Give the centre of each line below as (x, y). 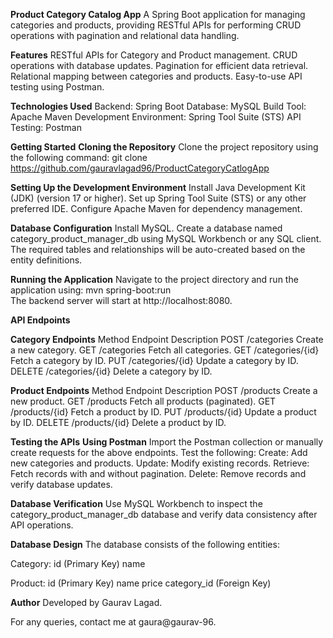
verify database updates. (61, 484)
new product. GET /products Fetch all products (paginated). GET (143, 401)
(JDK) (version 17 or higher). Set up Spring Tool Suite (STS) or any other (158, 198)
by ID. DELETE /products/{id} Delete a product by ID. (118, 422)
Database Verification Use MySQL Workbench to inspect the (136, 503)
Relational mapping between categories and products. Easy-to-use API (156, 76)
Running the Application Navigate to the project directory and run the (154, 279)
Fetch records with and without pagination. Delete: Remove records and (158, 473)
